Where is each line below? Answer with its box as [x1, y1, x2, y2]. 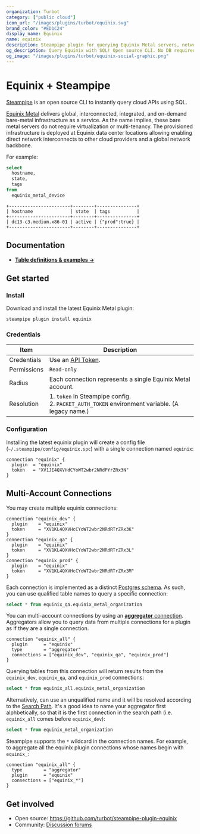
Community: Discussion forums [14, 821, 92, 829]
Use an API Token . [49, 356, 101, 364]
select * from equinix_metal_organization [6, 727, 113, 733]
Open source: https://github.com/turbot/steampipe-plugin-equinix [14, 815, 177, 822]
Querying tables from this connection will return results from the [6, 668, 164, 675]
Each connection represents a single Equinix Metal [49, 375, 190, 383]
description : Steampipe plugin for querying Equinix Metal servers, [6, 42, 180, 48]
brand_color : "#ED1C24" [6, 25, 65, 32]
